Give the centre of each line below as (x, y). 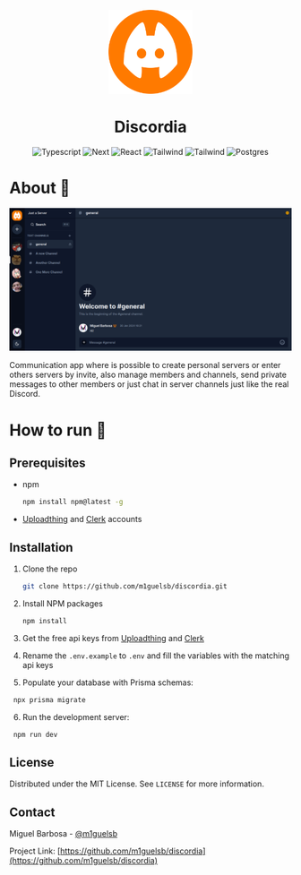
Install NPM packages (62, 603)
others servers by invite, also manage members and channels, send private (148, 375)
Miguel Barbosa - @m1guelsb (64, 834)
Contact (32, 812)
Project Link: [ (35, 851)
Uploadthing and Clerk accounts (82, 519)
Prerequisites (47, 463)
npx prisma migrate (50, 699)
